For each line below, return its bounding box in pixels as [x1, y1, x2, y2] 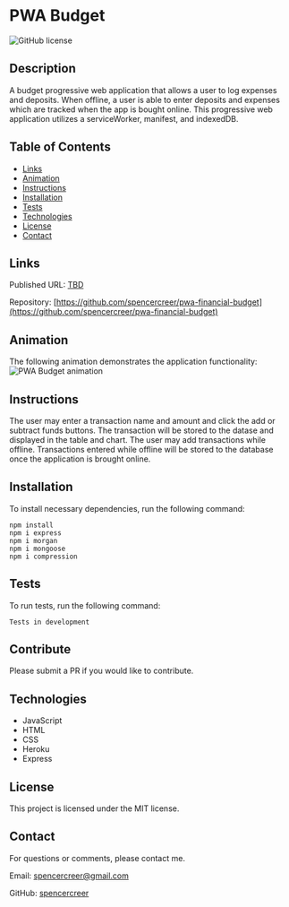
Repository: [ [9, 297, 56, 307]
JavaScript [21, 715, 63, 726]
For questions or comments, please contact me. [9, 852, 186, 863]
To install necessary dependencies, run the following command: [9, 503, 245, 514]
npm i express [9, 528, 63, 538]
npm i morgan [9, 536, 58, 545]
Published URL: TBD [9, 280, 84, 290]
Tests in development [9, 618, 90, 626]
